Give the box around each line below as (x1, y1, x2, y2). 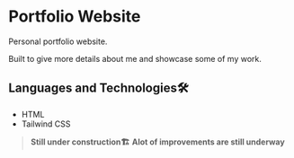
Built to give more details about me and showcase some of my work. (8, 53, 262, 64)
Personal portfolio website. (8, 36, 108, 47)
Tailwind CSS (21, 118, 71, 129)
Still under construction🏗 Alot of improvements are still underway (30, 136, 285, 147)
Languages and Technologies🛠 (8, 81, 190, 96)
